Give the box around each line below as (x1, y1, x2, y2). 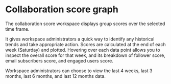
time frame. (5, 26, 30, 32)
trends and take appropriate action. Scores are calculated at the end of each (5, 41, 166, 47)
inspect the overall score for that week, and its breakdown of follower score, (5, 52, 166, 58)
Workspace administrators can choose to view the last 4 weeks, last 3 (5, 68, 153, 74)
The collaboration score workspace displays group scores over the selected (5, 20, 165, 27)
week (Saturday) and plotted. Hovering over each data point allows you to (5, 47, 160, 53)
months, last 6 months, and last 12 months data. (5, 73, 106, 79)
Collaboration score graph (5, 4, 118, 15)
